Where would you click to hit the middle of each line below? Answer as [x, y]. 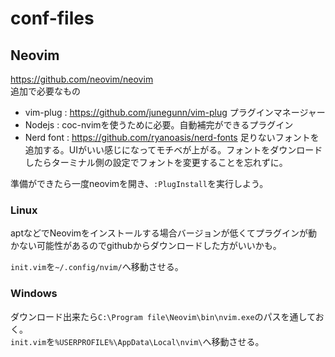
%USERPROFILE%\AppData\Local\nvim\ [128, 342]
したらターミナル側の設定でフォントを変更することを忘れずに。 [156, 162]
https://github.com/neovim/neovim [82, 79]
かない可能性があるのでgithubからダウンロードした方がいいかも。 [146, 246]
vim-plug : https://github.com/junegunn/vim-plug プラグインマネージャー [175, 112]
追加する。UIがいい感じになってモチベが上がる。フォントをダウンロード [173, 150]
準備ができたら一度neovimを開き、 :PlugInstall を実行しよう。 [139, 183]
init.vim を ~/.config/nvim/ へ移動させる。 [97, 267]
